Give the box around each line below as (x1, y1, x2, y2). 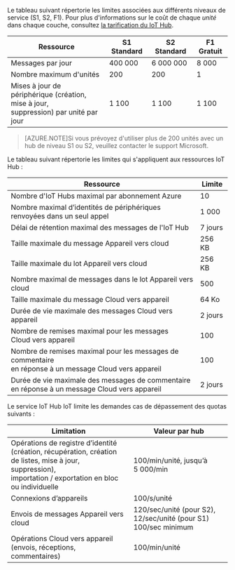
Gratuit (198, 46, 222, 55)
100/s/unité (133, 493, 173, 503)
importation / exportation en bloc (10, 473, 119, 483)
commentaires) (10, 551, 61, 561)
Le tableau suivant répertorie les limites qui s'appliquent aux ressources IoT (7, 155, 225, 164)
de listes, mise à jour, (10, 456, 80, 465)
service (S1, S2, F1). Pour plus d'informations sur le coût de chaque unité (7, 13, 217, 22)
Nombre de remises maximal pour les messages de (10, 347, 179, 356)
